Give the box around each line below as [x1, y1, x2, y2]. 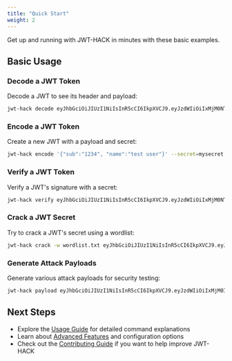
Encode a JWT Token [7, 122, 80, 131]
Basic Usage [7, 55, 62, 67]
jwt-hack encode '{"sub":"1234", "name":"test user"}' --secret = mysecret [7, 151, 224, 158]
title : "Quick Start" [7, 10, 70, 17]
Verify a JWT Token [7, 167, 75, 177]
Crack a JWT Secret [7, 212, 76, 222]
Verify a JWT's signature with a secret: [7, 183, 118, 191]
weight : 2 [7, 17, 36, 24]
